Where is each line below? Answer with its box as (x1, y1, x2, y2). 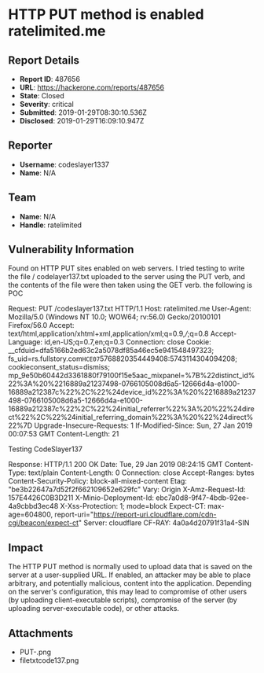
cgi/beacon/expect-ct (8, 518, 79, 528)
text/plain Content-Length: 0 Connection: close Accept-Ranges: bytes (27, 468, 255, 477)
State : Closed (19, 91, 64, 100)
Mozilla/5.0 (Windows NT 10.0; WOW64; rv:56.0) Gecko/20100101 (8, 312, 222, 322)
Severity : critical (19, 100, 75, 108)
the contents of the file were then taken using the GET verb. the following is (8, 281, 253, 290)
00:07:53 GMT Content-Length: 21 (8, 429, 119, 439)
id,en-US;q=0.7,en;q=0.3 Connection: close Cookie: (44, 337, 212, 347)
